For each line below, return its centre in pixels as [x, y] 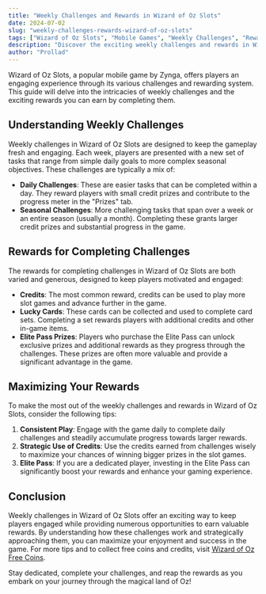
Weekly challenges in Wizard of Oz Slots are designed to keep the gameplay [133, 144]
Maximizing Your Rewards [74, 387]
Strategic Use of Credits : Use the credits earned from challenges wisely [138, 446]
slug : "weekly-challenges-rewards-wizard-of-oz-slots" [101, 30]
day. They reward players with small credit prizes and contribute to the [135, 193]
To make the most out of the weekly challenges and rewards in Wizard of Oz [133, 406]
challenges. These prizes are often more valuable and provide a [123, 353]
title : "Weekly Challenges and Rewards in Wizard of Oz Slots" [115, 15]
